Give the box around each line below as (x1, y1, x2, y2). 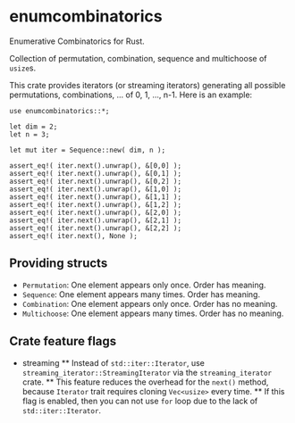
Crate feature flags (9, 334, 117, 349)
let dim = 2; (9, 122, 58, 131)
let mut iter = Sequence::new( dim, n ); (9, 145, 166, 154)
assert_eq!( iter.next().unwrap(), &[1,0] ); (9, 185, 181, 194)
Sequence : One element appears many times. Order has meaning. (21, 288, 261, 300)
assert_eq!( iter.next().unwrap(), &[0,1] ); (9, 169, 181, 178)
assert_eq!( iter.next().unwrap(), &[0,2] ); (9, 177, 181, 186)
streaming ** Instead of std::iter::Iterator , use (21, 357, 206, 368)
